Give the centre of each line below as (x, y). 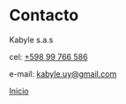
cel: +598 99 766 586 (48, 56)
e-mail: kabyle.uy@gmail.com (63, 74)
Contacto (44, 15)
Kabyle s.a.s (31, 40)
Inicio (19, 91)
